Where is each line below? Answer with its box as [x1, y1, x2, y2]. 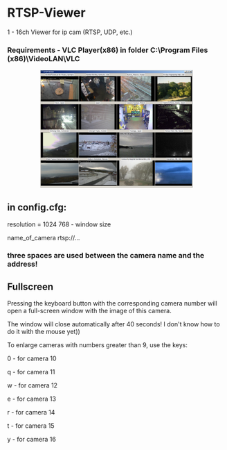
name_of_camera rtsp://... [7, 233, 80, 242]
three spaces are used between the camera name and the [7, 251, 205, 260]
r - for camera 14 [7, 408, 55, 417]
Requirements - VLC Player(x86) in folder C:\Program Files [7, 45, 208, 55]
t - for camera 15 [7, 422, 55, 430]
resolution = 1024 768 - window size [7, 220, 111, 228]
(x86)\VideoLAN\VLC [7, 53, 80, 63]
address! [7, 259, 38, 269]
